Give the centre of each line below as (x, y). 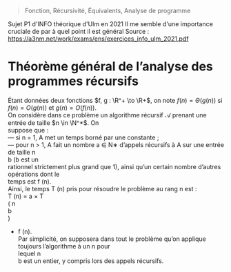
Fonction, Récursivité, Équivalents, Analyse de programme (108, 11)
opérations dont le (34, 174)
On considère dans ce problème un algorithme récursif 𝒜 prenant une (107, 115)
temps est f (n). (30, 181)
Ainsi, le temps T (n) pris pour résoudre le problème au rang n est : (102, 188)
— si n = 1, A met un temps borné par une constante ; (83, 137)
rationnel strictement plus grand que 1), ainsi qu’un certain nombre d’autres (114, 166)
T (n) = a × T (26, 196)
